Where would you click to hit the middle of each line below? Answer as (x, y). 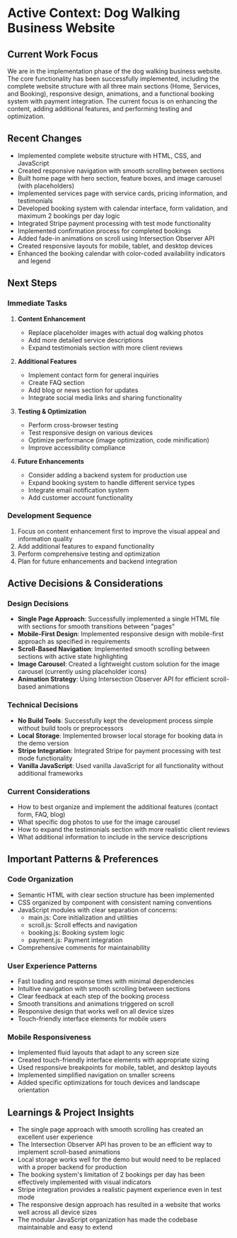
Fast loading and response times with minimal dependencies (106, 981)
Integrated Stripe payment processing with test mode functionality (114, 223)
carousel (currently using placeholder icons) (82, 672)
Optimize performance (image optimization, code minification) (119, 440)
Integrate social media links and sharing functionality (105, 397)
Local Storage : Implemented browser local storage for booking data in (120, 735)
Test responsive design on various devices (91, 432)
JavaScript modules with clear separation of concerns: (98, 910)
